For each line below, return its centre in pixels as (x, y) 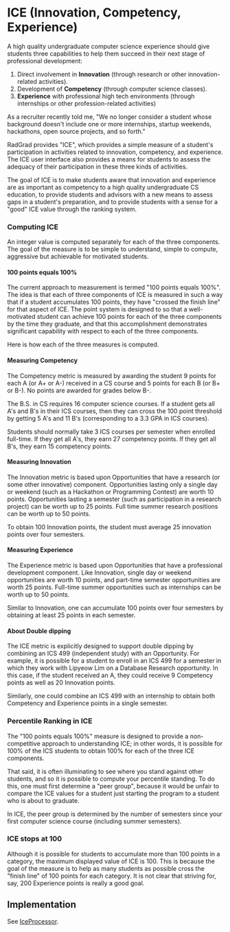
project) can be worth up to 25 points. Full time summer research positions (113, 506)
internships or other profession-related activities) (87, 103)
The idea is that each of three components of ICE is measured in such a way (115, 295)
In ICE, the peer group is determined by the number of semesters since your (115, 814)
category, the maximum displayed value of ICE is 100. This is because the (111, 861)
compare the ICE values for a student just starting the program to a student (113, 793)
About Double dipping (39, 631)
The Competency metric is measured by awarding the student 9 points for (112, 375)
